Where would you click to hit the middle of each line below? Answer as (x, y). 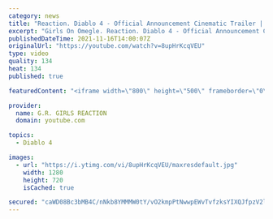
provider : (25, 105)
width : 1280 (43, 172)
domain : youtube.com (50, 121)
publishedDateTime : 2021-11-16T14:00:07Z (80, 39)
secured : (23, 202)
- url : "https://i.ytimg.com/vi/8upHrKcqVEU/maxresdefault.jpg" (127, 165)
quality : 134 (30, 62)
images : (22, 157)
